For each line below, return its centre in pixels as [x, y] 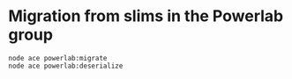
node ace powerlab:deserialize [66, 66]
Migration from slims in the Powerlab [146, 16]
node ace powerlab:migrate [58, 58]
